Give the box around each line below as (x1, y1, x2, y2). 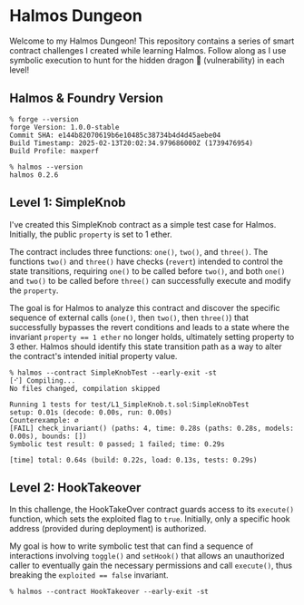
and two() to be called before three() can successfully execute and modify (9, 275, 291, 286)
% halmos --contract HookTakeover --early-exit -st (9, 587, 209, 597)
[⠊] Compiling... (9, 376, 76, 385)
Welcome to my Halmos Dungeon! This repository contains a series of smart (9, 35, 295, 46)
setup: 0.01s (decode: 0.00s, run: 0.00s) (9, 407, 172, 417)
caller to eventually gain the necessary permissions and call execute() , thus (9, 560, 293, 571)
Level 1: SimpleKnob (9, 195, 126, 210)
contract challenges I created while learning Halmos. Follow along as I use (9, 44, 287, 55)
